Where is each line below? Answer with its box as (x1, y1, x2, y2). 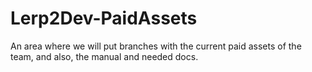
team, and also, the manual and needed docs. (10, 50, 199, 62)
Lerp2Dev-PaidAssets (10, 7, 198, 30)
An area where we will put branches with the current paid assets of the (10, 40, 302, 52)
